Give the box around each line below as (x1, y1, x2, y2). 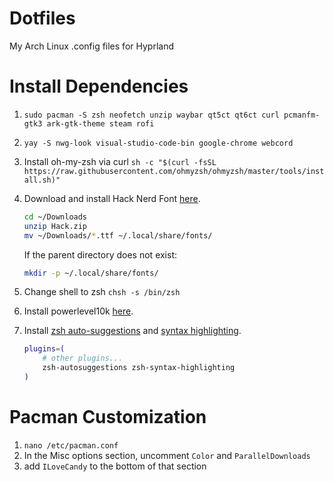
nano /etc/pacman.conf (23, 440, 119, 451)
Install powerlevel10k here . (23, 305, 134, 317)
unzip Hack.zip (23, 221, 88, 231)
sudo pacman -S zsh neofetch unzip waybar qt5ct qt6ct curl (23, 110, 280, 120)
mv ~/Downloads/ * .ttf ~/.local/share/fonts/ (23, 230, 213, 241)
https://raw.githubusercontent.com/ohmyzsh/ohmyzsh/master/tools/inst (23, 166, 325, 176)
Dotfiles (9, 7, 76, 30)
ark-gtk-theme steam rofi (46, 118, 155, 129)
